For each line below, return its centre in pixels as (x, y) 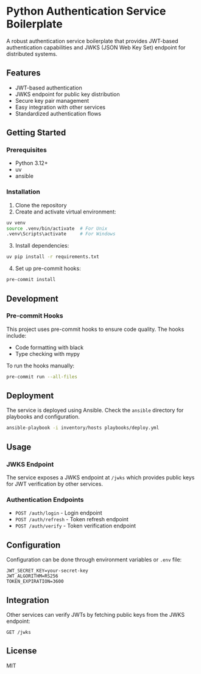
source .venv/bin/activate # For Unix (57, 228)
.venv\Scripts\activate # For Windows (61, 234)
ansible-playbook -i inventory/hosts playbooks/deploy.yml (83, 428)
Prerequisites (26, 150)
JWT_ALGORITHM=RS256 (33, 576)
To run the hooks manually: (41, 366)
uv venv (16, 223)
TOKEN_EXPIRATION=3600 (35, 582)
